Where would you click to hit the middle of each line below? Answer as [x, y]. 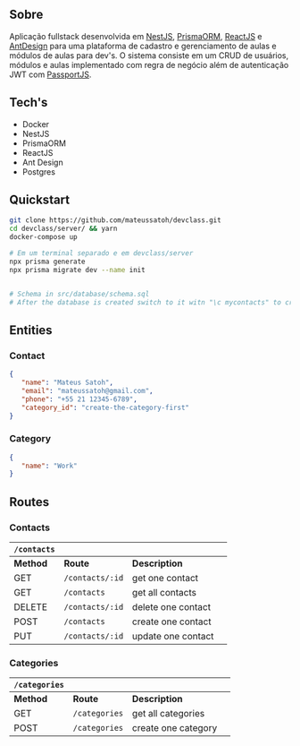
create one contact [172, 622]
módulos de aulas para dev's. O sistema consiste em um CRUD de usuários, [149, 55]
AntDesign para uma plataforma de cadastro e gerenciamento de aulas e [143, 46]
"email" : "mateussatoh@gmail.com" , [87, 390]
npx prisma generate [48, 262]
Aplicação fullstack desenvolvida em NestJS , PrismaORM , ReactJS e [136, 36]
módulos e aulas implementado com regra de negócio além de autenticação [149, 64]
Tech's [29, 103]
